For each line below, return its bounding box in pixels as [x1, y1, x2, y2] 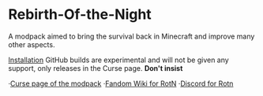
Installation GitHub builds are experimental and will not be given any [8, 55, 229, 65]
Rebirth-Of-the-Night [8, 6, 152, 24]
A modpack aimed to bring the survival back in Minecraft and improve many [8, 31, 255, 41]
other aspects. [8, 39, 55, 49]
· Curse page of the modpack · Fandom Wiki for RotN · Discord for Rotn [8, 79, 234, 88]
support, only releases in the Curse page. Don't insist [8, 63, 183, 72]
